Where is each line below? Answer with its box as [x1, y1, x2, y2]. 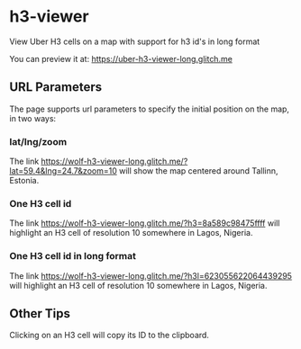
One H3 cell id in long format [9, 250, 137, 263]
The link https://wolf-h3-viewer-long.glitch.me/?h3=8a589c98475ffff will [9, 218, 280, 228]
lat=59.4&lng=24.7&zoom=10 [9, 166, 117, 176]
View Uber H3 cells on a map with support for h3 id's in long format [9, 36, 260, 47]
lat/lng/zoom [9, 135, 68, 148]
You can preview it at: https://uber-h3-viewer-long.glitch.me [9, 53, 233, 64]
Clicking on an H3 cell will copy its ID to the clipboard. [9, 330, 210, 341]
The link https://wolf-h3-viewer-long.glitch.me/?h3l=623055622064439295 [9, 270, 293, 281]
